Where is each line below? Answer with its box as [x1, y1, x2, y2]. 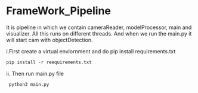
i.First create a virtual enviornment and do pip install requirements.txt [6, 47, 176, 54]
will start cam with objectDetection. [6, 36, 93, 43]
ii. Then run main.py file [6, 70, 64, 77]
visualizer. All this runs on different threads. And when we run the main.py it [6, 30, 192, 37]
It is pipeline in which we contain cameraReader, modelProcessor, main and [6, 24, 192, 31]
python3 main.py [8, 81, 49, 87]
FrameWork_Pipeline [6, 4, 112, 18]
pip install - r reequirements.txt [6, 59, 92, 65]
